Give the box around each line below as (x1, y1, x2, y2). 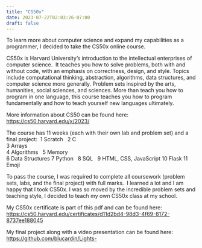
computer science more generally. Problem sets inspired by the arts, (6, 80, 176, 87)
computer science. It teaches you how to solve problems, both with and (6, 61, 186, 68)
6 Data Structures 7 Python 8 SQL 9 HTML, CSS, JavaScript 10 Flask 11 (6, 155, 188, 162)
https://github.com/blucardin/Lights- (6, 235, 97, 242)
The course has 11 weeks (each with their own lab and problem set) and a (6, 129, 189, 136)
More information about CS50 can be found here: (6, 111, 128, 118)
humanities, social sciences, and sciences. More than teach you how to (6, 87, 184, 94)
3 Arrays (6, 142, 28, 150)
